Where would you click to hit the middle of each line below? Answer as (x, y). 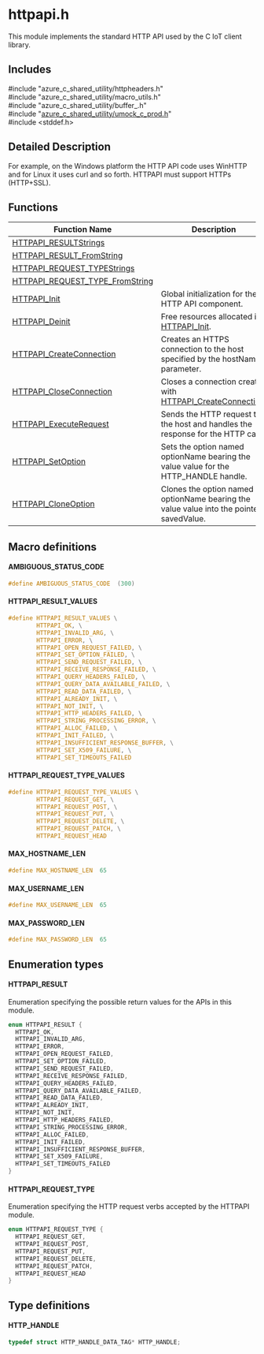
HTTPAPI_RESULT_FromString (68, 256)
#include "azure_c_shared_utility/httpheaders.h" (86, 88)
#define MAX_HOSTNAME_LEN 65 (58, 871)
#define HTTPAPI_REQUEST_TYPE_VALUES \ (73, 792)
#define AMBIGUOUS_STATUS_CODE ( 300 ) (71, 584)
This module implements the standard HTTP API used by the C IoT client (125, 36)
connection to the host (202, 349)
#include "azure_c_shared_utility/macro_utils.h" (84, 97)
